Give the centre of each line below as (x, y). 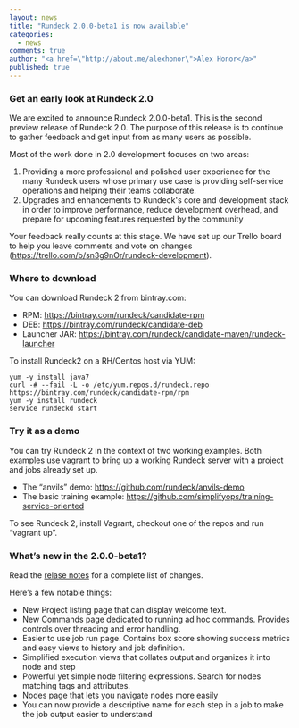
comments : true (37, 51)
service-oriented (53, 506)
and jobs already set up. (54, 469)
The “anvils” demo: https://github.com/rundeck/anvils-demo (133, 487)
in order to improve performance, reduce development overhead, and (150, 210)
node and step (49, 667)
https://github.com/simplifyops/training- (200, 496)
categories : (31, 34)
